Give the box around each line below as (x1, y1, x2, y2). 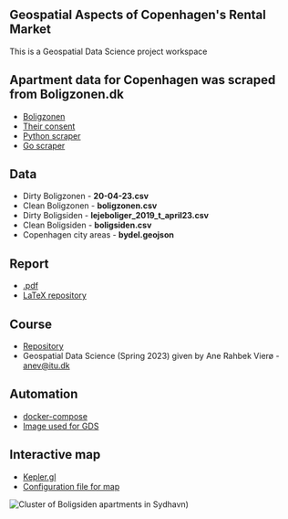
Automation (9, 387, 78, 402)
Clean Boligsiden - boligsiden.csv (22, 219, 152, 231)
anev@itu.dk (22, 360, 70, 371)
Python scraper (22, 130, 81, 141)
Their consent (22, 121, 76, 132)
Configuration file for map (22, 481, 120, 492)
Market (9, 22, 52, 37)
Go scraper (22, 140, 66, 151)
